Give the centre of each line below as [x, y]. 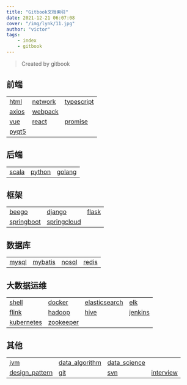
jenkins [139, 312]
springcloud [64, 222]
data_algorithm [80, 362]
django [57, 212]
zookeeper [64, 322]
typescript [79, 101]
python [41, 171]
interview [165, 372]
